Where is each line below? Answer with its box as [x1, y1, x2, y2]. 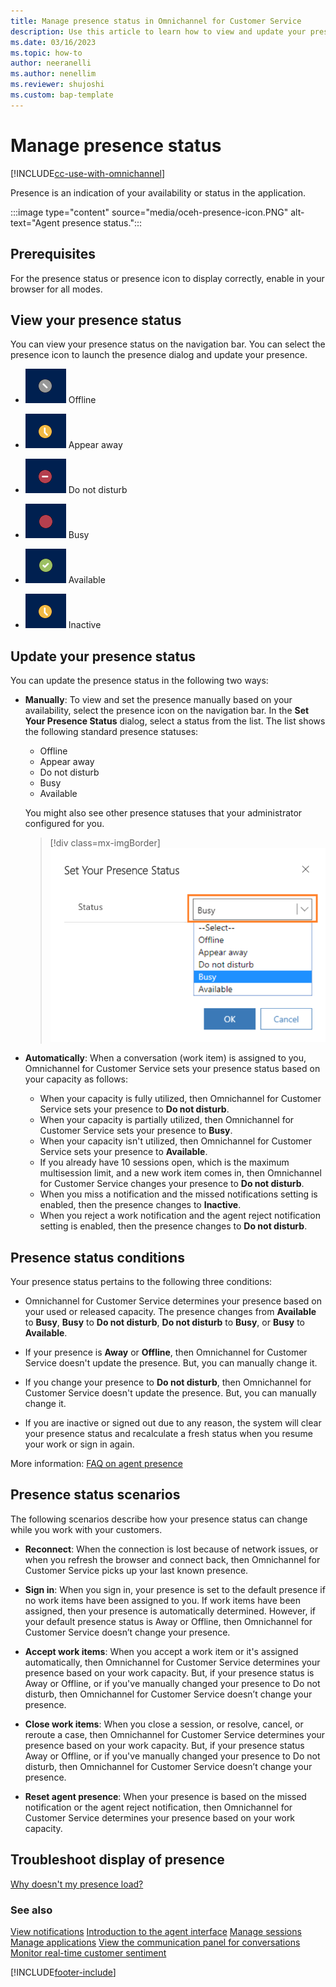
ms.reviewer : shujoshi [10, 80, 105, 90]
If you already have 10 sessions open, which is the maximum [39, 1156, 290, 1169]
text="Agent [10, 216, 60, 229]
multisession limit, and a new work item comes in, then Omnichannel [39, 1167, 322, 1179]
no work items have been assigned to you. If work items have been [24, 1594, 301, 1606]
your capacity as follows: [24, 1073, 129, 1085]
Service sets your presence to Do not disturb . [39, 1103, 230, 1115]
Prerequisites [10, 246, 96, 263]
